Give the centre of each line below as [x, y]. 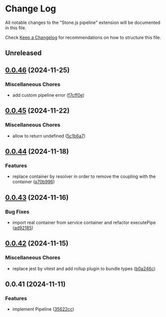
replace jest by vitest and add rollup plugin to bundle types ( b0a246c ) [84, 268]
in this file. [16, 27]
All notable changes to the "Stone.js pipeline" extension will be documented [83, 22]
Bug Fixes [17, 211]
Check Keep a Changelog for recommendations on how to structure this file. [83, 37]
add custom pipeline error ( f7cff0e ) [48, 95]
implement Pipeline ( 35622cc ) [43, 309]
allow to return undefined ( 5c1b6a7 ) [49, 136]
